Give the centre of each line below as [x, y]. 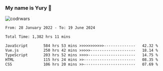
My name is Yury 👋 [28, 8]
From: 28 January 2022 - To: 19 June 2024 [50, 28]
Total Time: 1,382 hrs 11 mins [38, 37]
